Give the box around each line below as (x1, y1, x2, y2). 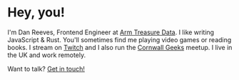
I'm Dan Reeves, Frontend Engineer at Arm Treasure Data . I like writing (7, 28, 215, 36)
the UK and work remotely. (7, 51, 86, 59)
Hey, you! (7, 4, 66, 21)
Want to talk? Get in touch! (7, 64, 86, 73)
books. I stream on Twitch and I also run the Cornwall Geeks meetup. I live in (7, 43, 233, 51)
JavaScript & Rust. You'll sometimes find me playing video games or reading (7, 35, 232, 44)
